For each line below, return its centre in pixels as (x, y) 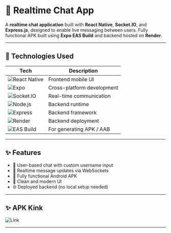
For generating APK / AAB (79, 129)
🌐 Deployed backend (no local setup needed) (60, 187)
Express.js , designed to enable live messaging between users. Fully (77, 30)
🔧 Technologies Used (39, 56)
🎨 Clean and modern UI (37, 181)
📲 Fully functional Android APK (45, 176)
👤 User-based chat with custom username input (63, 165)
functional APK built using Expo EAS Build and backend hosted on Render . (84, 35)
